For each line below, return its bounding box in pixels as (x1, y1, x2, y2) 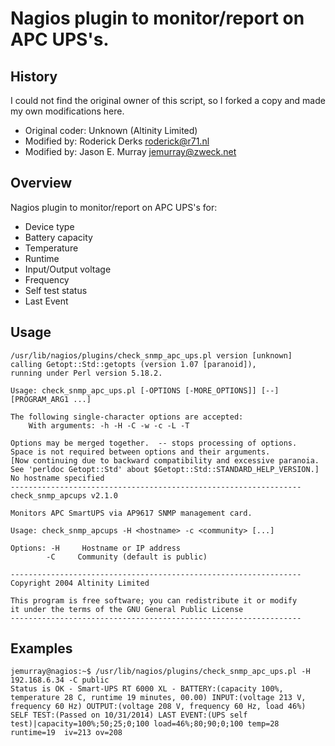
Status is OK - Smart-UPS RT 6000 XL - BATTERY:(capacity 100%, (10, 684, 284, 694)
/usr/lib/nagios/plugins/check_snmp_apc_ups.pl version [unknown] (10, 350, 293, 361)
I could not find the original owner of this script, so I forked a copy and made (10, 95, 326, 106)
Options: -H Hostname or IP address (10, 543, 182, 553)
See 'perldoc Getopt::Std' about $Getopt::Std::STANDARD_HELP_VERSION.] (10, 464, 320, 474)
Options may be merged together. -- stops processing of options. (10, 438, 298, 448)
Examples (10, 640, 73, 657)
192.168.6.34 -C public (10, 675, 110, 686)
